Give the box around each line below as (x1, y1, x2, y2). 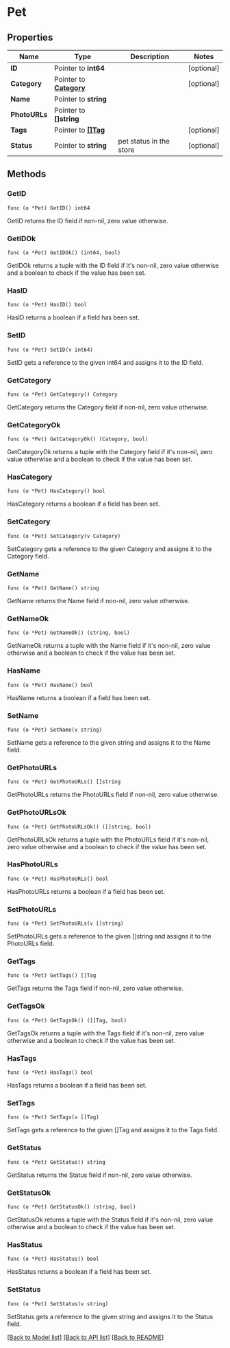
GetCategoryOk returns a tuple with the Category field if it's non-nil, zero (7, 448, 214, 456)
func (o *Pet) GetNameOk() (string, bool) (7, 629, 130, 636)
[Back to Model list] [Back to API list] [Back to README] (7, 1333, 164, 1341)
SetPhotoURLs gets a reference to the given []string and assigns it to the (7, 932, 212, 941)
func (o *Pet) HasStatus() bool (7, 1255, 99, 1263)
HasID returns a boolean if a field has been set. (7, 313, 140, 322)
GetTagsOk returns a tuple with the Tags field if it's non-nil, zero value (7, 1029, 205, 1037)
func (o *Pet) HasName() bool (7, 682, 94, 688)
